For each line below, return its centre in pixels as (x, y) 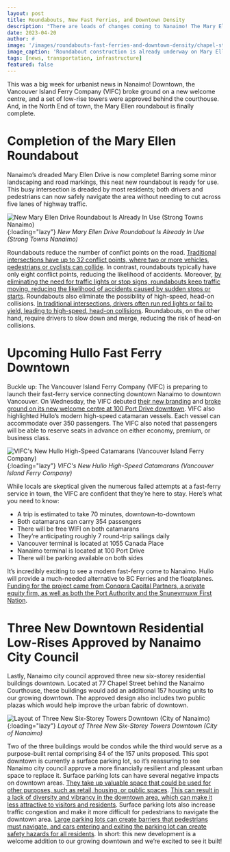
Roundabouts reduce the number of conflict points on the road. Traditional (112, 252)
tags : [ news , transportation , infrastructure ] (75, 58)
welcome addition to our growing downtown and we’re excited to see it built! (115, 841)
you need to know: (33, 500)
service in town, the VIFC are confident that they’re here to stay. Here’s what (115, 493)
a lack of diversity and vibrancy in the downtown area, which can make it (110, 798)
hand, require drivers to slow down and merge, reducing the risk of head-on (114, 318)
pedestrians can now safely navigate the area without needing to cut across (114, 196)
